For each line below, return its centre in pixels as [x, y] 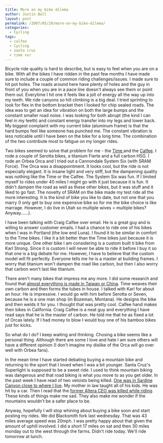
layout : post [18, 19]
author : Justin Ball [26, 14]
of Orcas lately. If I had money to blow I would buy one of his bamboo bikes [81, 320]
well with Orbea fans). [27, 350]
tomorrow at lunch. [24, 437]
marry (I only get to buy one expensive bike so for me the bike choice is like [81, 202]
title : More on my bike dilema [37, 10]
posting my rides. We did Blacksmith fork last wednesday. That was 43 [76, 416]
